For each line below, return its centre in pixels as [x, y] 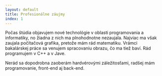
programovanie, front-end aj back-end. [45, 68]
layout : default [22, 10]
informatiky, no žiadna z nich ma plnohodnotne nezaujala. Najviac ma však [81, 38]
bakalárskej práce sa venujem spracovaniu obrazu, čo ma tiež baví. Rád [78, 48]
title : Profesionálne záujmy [35, 14]
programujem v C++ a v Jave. [35, 53]
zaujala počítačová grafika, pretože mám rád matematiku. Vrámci [71, 43]
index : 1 [14, 19]
